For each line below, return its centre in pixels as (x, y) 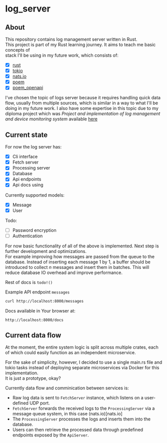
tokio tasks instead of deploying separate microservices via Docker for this (82, 368)
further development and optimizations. (46, 251)
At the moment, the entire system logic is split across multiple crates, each (82, 347)
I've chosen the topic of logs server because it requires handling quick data (83, 98)
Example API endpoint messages (37, 292)
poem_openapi (28, 88)
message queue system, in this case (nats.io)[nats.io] (67, 414)
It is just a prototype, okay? (33, 378)
